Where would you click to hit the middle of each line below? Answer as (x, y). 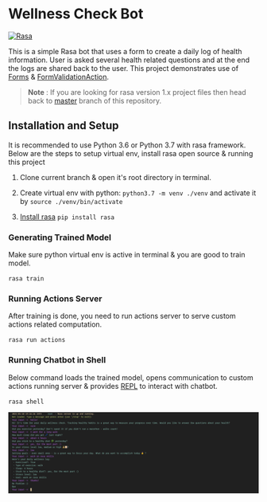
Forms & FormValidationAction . (59, 76)
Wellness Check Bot (76, 14)
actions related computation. (55, 324)
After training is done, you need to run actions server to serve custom (122, 316)
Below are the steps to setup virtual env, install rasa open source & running (131, 153)
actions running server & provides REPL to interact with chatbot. (113, 386)
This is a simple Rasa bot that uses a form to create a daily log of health (125, 51)
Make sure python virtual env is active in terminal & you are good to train (127, 255)
